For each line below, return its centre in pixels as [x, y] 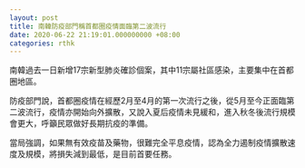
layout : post [34, 18]
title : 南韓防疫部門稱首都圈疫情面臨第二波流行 [88, 26]
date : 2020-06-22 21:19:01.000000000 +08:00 [95, 35]
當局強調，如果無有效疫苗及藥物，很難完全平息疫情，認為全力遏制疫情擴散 [148, 143]
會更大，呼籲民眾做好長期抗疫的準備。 [81, 124]
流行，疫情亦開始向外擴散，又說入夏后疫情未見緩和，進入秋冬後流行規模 [160, 112]
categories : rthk [42, 43]
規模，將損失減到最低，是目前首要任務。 [101, 154]
